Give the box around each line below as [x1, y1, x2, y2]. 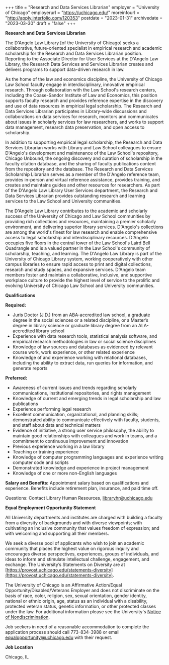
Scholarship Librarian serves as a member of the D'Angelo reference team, [5, 171, 160, 177]
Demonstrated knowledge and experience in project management [12, 465, 149, 470]
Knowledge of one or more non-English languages [12, 470, 117, 476]
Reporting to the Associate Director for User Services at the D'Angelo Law [5, 56, 158, 62]
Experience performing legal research [12, 406, 92, 412]
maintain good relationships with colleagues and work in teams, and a [12, 433, 157, 439]
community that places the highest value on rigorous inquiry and [5, 545, 139, 551]
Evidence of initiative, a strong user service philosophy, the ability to [12, 427, 154, 433]
